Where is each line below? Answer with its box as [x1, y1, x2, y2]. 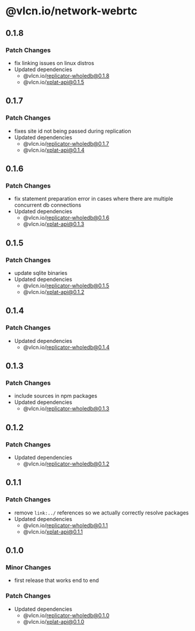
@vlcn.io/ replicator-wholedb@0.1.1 [23, 522, 108, 529]
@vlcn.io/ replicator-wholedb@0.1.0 [23, 611, 110, 619]
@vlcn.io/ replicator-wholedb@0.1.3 [23, 405, 110, 412]
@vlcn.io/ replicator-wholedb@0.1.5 [23, 282, 110, 289]
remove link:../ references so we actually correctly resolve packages [14, 509, 189, 516]
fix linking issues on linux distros [14, 59, 95, 66]
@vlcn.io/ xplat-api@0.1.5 [23, 78, 85, 85]
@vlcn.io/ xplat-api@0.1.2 [23, 288, 85, 295]
